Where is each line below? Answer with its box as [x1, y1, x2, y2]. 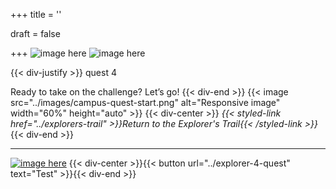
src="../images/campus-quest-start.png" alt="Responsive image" [10, 97, 281, 108]
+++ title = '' [10, 9, 62, 20]
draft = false [10, 28, 61, 39]
